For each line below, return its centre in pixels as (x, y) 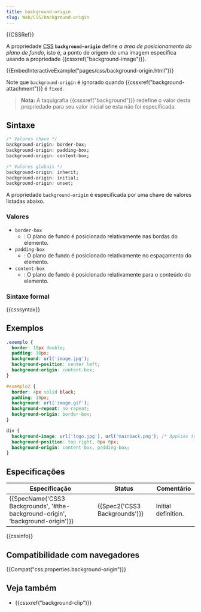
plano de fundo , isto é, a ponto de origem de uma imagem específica (91, 52)
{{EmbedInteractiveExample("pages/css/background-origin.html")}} (90, 70)
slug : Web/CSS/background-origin (48, 17)
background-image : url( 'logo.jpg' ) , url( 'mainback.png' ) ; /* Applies (100, 436)
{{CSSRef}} (20, 34)
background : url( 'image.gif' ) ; (51, 403)
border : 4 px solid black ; (44, 392)
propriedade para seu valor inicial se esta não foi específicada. (98, 106)
